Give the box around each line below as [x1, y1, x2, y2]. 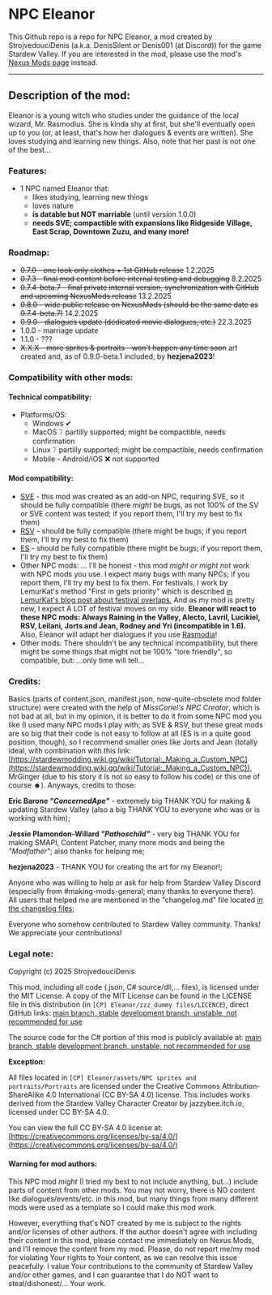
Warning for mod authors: [8, 1159, 97, 1168]
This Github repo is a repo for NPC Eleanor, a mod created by [8, 32, 213, 41]
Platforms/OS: [19, 410, 67, 420]
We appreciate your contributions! [8, 927, 122, 938]
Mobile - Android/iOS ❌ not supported [32, 454, 160, 464]
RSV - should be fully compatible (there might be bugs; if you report [19, 525, 247, 536]
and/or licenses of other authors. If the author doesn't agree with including [8, 1227, 257, 1237]
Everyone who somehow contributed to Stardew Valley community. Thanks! [8, 919, 261, 929]
